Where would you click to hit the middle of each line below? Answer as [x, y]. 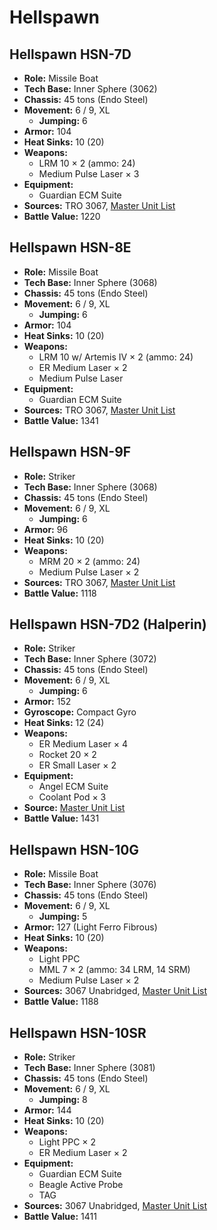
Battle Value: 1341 [61, 420]
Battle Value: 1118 [60, 593]
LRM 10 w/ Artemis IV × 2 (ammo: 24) [116, 357]
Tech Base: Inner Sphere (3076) [90, 885]
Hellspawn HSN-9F [70, 452]
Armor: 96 [46, 529]
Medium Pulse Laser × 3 [89, 174]
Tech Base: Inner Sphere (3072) [90, 659]
